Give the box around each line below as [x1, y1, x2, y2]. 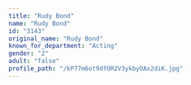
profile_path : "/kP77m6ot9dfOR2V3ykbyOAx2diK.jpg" [8, 65, 184, 73]
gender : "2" [8, 49, 49, 57]
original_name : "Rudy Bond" [8, 34, 104, 43]
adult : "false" [8, 57, 60, 66]
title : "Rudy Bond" [8, 11, 75, 20]
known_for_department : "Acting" [8, 42, 118, 50]
